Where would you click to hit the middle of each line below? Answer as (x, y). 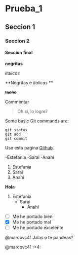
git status (16, 130)
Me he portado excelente (38, 227)
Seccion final (19, 53)
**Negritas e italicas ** (29, 82)
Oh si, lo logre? (32, 111)
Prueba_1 (24, 9)
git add (13, 134)
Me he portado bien (32, 216)
